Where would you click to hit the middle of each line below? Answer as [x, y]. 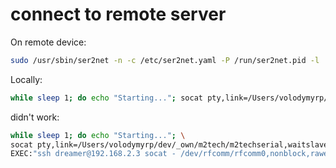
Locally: [26, 79]
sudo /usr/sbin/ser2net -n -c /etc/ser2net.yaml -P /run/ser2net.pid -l [165, 60]
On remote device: [48, 42]
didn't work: [35, 117]
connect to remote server [118, 14]
